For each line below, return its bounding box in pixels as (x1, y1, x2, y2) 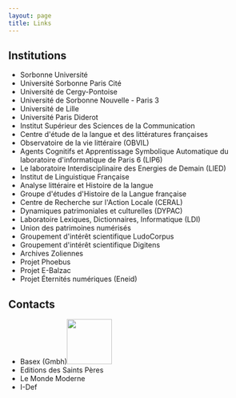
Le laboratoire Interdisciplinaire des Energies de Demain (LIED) (19, 163, 226, 173)
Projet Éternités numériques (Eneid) (19, 274, 138, 284)
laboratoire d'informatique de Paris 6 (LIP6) (19, 155, 163, 165)
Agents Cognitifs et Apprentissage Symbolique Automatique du (19, 147, 230, 156)
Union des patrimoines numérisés (19, 223, 132, 233)
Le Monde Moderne (19, 374, 86, 384)
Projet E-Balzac (19, 266, 72, 275)
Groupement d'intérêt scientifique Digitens (19, 240, 161, 250)
